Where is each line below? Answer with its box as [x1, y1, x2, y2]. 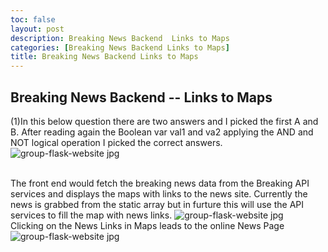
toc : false [10, 14, 56, 25]
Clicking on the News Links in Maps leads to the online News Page [10, 219, 285, 231]
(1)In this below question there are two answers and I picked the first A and [10, 115, 319, 127]
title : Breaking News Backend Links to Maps [10, 52, 199, 62]
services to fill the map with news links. [10, 209, 173, 221]
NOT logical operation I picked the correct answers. [10, 136, 223, 148]
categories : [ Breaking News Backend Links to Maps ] [10, 42, 230, 53]
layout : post [10, 24, 65, 34]
